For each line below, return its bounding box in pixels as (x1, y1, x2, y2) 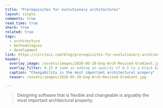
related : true (5, 30, 34, 34)
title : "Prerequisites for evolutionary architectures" (5, 7, 120, 12)
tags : (5, 34, 16, 39)
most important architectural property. (16, 97, 94, 103)
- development (9, 47, 38, 52)
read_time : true (5, 20, 38, 26)
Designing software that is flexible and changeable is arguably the (16, 92, 149, 98)
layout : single (5, 12, 36, 16)
